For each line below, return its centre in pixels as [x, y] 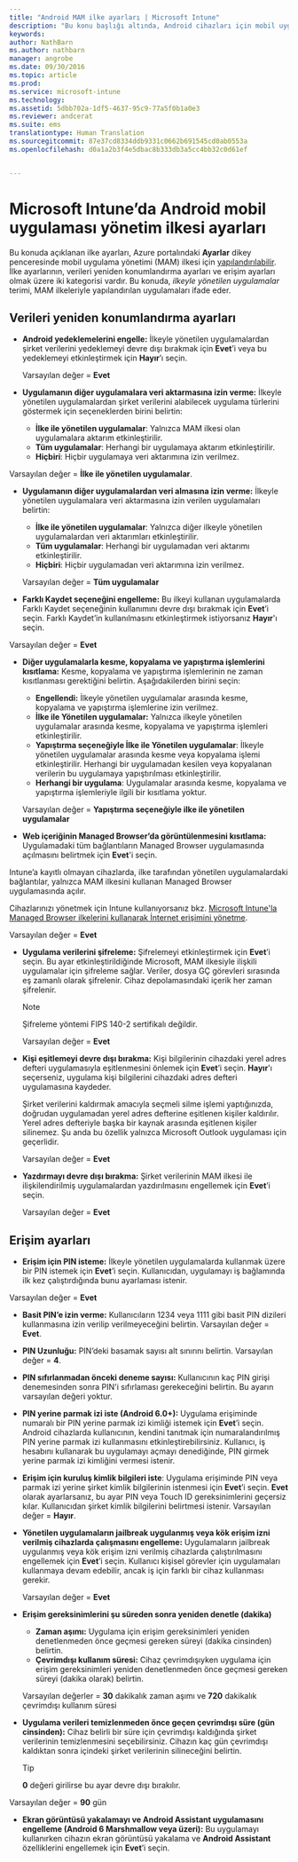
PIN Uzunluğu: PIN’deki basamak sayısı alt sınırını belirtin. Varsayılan [147, 1351]
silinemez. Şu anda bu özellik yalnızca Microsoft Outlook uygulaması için [154, 1132]
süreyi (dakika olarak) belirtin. [90, 1679]
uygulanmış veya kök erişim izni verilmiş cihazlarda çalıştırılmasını [142, 1552]
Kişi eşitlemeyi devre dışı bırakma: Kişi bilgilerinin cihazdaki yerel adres [154, 1059]
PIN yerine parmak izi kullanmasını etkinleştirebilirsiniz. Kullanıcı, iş [144, 1442]
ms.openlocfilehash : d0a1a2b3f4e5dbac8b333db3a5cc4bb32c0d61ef [129, 149]
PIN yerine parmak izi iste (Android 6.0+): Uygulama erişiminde [140, 1414]
